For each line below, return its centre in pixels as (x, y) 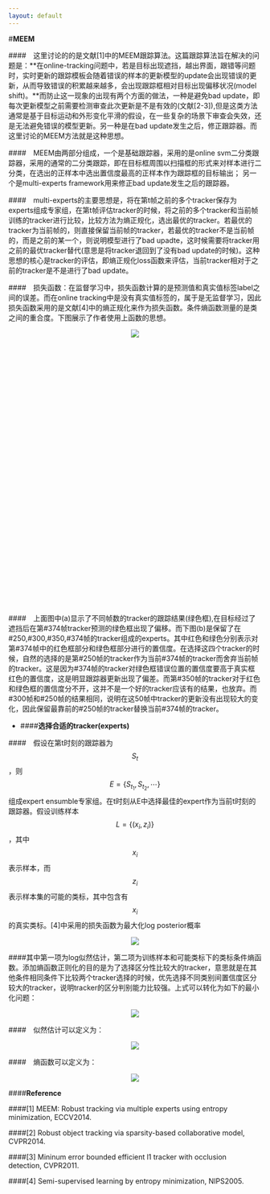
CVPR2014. (27, 1141)
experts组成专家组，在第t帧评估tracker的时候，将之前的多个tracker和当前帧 (133, 210)
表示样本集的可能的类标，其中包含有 (68, 897)
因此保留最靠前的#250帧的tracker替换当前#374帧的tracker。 (123, 708)
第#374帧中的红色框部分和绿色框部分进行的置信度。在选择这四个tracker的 (131, 648)
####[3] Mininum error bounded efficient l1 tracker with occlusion (118, 1157)
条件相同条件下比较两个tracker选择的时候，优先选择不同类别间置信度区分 (136, 977)
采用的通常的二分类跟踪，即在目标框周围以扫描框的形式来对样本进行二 (145, 162)
